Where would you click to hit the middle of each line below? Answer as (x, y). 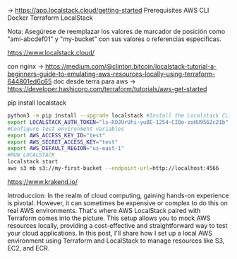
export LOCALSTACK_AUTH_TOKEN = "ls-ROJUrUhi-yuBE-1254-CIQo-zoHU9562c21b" (118, 122)
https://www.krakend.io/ (42, 182)
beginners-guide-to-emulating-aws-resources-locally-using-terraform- (111, 74)
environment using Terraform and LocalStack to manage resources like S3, (116, 241)
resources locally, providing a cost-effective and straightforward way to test (117, 225)
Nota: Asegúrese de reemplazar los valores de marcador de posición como (116, 31)
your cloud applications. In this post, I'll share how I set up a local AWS (110, 233)
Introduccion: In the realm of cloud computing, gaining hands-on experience (118, 195)
